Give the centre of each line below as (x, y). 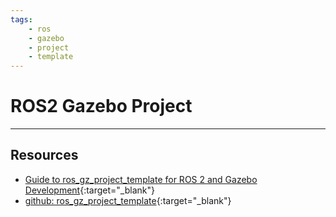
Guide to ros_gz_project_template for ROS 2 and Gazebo (141, 179)
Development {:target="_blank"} (89, 190)
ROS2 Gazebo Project (101, 106)
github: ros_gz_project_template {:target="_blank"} (128, 200)
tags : (21, 19)
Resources (44, 155)
